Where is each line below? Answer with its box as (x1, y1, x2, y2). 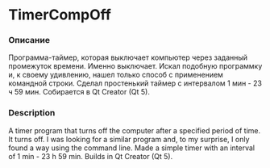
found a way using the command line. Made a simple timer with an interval (8, 143, 255, 153)
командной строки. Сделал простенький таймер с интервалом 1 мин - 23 (8, 78, 262, 88)
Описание (8, 35, 51, 46)
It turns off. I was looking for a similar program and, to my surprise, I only (8, 134, 250, 144)
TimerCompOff (8, 6, 111, 24)
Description (8, 107, 56, 119)
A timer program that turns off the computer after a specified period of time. (8, 125, 261, 135)
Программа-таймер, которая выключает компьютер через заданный (8, 52, 248, 62)
